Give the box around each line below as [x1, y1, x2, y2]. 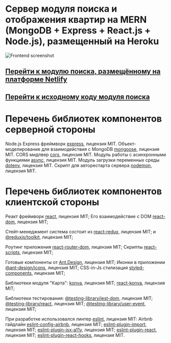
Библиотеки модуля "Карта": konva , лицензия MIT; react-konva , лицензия [5, 280, 165, 286]
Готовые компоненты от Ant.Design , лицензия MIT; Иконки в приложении [5, 259, 165, 265]
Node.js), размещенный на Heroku [5, 36, 159, 47]
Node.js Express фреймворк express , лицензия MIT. [5, 141, 117, 147]
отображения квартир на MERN [5, 14, 147, 25]
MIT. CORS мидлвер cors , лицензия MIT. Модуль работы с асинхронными [5, 151, 166, 157]
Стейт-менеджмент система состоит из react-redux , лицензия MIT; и [5, 228, 156, 234]
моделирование [5, 146, 41, 152]
